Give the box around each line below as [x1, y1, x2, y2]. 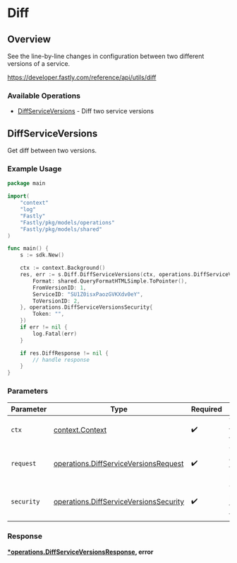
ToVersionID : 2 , [32, 297, 80, 305]
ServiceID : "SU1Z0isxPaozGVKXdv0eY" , [32, 290, 143, 298]
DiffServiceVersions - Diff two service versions [17, 107, 154, 115]
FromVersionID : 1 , [32, 284, 87, 291]
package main [7, 180, 46, 187]
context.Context [53, 425, 107, 435]
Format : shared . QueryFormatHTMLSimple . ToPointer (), [32, 278, 188, 285]
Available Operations [7, 91, 81, 101]
